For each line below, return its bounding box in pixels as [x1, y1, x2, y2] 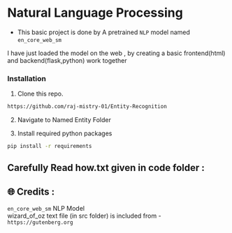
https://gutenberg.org [7, 219, 73, 226]
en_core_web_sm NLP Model [7, 204, 85, 213]
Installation [7, 73, 47, 83]
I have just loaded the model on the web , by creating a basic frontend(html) [7, 49, 226, 57]
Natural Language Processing [7, 5, 183, 21]
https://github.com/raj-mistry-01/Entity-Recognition [7, 103, 168, 110]
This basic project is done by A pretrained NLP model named [17, 28, 191, 36]
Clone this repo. [17, 89, 64, 98]
